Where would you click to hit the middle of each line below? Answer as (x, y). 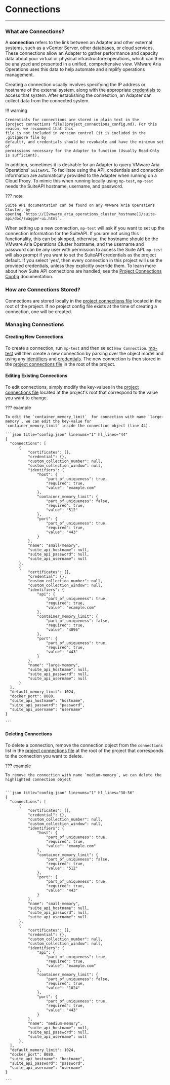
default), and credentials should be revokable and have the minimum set (85, 142)
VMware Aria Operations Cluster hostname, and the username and (75, 244)
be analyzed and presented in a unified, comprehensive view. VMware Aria (83, 64)
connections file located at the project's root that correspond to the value (82, 392)
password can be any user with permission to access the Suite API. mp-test (84, 250)
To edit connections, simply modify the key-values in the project (72, 387)
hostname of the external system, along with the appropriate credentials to (83, 90)
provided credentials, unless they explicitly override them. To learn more (80, 266)
